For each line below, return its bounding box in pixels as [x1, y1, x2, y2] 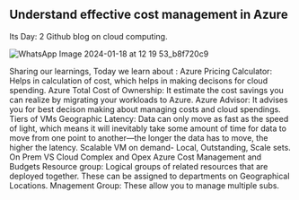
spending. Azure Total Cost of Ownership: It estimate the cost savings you [9, 84, 285, 95]
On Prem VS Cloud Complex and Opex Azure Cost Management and [9, 152, 262, 162]
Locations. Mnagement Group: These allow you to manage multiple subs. [9, 179, 280, 191]
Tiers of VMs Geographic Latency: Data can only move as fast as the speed [9, 113, 289, 124]
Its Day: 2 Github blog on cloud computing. [9, 30, 168, 41]
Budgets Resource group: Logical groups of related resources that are [9, 161, 268, 171]
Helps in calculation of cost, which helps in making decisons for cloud [9, 75, 268, 86]
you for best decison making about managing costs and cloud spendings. [9, 103, 281, 115]
